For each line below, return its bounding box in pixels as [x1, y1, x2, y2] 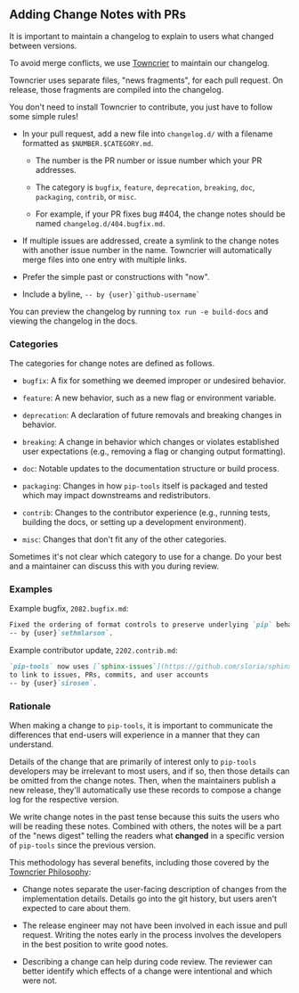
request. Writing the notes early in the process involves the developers [21, 930, 282, 940]
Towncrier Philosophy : [9, 866, 92, 877]
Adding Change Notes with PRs [9, 7, 187, 22]
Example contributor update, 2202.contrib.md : [9, 645, 178, 656]
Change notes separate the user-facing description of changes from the [21, 884, 287, 895]
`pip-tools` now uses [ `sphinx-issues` [9, 662, 158, 671]
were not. [21, 975, 58, 986]
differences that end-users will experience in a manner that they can [9, 730, 261, 741]
